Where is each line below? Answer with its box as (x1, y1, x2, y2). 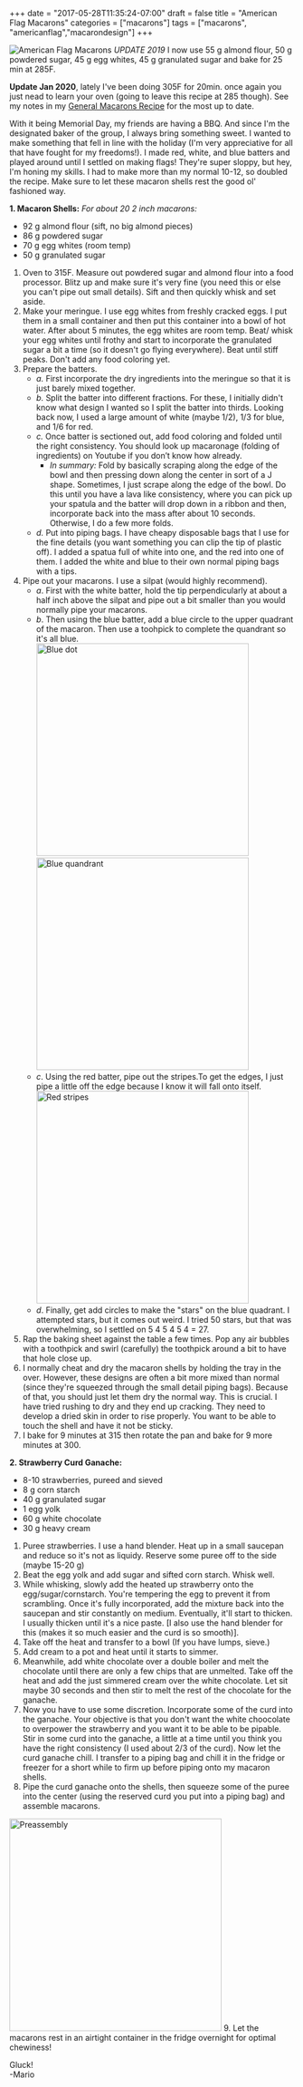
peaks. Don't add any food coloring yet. (22, 354, 170, 364)
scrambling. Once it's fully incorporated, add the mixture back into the (22, 1598, 285, 1608)
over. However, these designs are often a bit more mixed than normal (22, 1373, 280, 1383)
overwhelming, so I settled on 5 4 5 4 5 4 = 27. (35, 1324, 210, 1335)
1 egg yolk (22, 1504, 61, 1514)
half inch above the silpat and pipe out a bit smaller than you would (35, 595, 286, 606)
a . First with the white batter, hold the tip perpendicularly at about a (35, 585, 288, 596)
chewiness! (9, 2042, 52, 2053)
